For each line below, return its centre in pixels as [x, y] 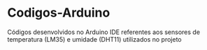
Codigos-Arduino [59, 13]
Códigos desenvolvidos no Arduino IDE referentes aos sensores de [104, 32]
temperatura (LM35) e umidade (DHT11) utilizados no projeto [94, 39]
